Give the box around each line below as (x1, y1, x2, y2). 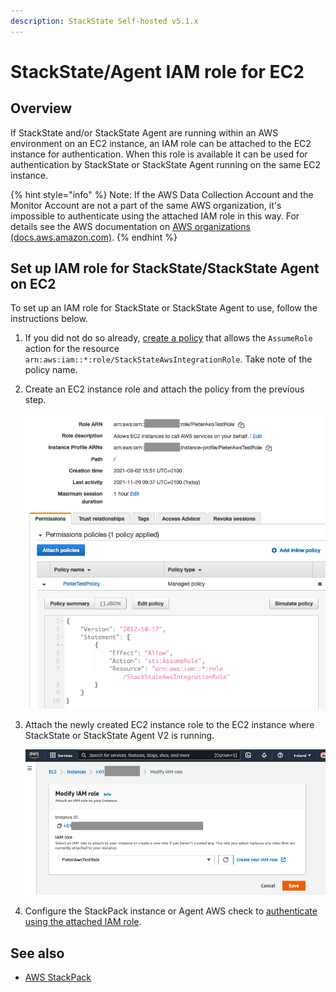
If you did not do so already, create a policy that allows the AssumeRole (24, 332, 313, 344)
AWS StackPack (24, 971, 92, 984)
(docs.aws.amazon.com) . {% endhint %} (10, 231, 178, 243)
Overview (10, 100, 73, 117)
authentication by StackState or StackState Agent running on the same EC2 (10, 158, 321, 170)
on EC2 (10, 276, 57, 293)
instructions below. (10, 313, 88, 325)
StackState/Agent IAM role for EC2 (10, 60, 305, 83)
